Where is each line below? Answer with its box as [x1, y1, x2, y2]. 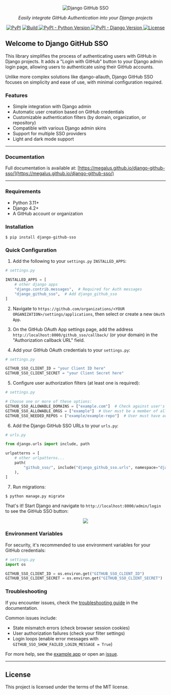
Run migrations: [12, 484, 46, 490]
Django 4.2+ [12, 205, 39, 211]
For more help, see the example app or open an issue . [5, 651, 119, 657]
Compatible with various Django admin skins [12, 125, 106, 131]
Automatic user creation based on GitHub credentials [12, 109, 125, 115]
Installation [5, 223, 34, 230]
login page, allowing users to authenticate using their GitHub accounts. [5, 64, 154, 70]
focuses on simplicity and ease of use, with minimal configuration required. [5, 79, 163, 85]
